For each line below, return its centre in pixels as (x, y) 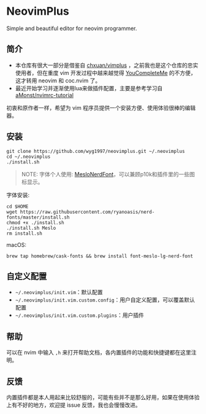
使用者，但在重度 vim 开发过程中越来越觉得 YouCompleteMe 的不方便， (105, 72)
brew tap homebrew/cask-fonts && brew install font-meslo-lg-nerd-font (100, 256)
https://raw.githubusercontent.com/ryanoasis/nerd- (87, 212)
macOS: (16, 244)
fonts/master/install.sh (38, 217)
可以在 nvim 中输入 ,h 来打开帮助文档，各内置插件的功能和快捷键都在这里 (99, 353)
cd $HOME (17, 206)
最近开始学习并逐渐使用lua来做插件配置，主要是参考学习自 (89, 88)
